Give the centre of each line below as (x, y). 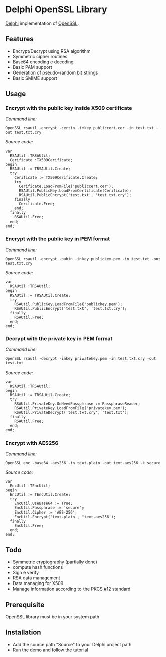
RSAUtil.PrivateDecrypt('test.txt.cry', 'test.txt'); (72, 413)
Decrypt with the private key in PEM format (59, 338)
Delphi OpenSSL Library (56, 9)
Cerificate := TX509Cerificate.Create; (56, 178)
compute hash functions (38, 567)
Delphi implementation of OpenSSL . (42, 23)
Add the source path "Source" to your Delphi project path (72, 644)
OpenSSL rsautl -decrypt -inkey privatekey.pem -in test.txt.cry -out (81, 359)
